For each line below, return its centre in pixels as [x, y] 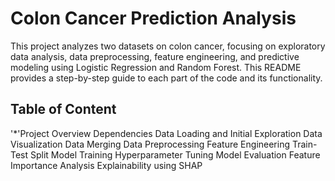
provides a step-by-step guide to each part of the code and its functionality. [166, 78]
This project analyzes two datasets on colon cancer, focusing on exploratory [168, 46]
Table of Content [63, 109]
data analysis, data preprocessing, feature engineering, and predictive [155, 56]
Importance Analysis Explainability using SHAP [106, 165]
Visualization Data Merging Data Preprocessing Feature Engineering [150, 144]
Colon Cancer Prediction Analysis [153, 18]
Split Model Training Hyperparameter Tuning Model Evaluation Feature [175, 154]
